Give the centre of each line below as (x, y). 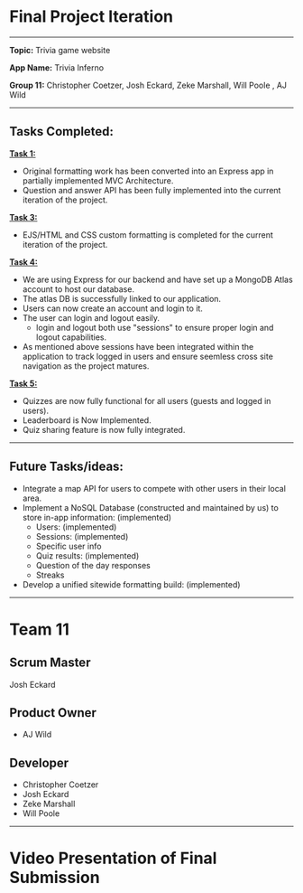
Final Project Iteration (92, 17)
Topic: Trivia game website (60, 50)
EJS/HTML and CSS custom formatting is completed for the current (147, 235)
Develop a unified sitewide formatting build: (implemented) (131, 584)
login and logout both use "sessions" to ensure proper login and (155, 327)
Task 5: (23, 383)
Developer (39, 762)
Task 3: (23, 217)
